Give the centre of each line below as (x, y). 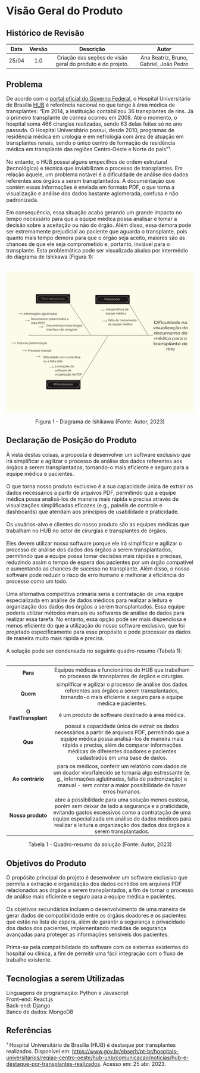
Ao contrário (28, 779)
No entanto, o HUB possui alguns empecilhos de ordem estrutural (87, 162)
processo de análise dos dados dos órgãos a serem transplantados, (89, 550)
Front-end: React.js (30, 999)
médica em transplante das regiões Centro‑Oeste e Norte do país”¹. (89, 149)
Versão (38, 49)
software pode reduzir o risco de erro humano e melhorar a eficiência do (96, 575)
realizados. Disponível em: (38, 1051)
